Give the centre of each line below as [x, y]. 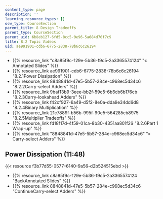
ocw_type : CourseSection [31, 23]
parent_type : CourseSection [34, 33]
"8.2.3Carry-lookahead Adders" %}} [49, 97]
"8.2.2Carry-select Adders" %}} [45, 86]
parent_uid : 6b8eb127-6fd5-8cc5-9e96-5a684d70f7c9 [58, 37]
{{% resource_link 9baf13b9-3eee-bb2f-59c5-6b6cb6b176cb [75, 92]
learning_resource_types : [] [35, 19]
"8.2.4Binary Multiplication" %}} [45, 107]
